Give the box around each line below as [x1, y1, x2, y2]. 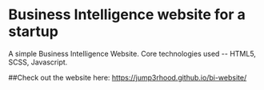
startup [8, 22, 58, 41]
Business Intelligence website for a [8, 6, 246, 24]
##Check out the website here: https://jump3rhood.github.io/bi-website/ [8, 72, 247, 82]
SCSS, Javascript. [8, 57, 68, 67]
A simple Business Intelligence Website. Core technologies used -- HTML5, [8, 49, 256, 58]
